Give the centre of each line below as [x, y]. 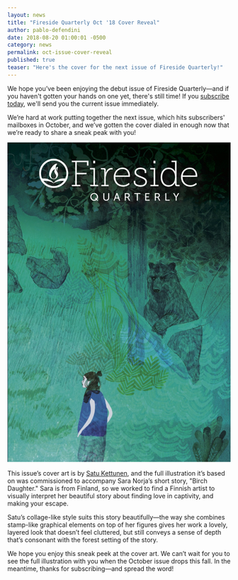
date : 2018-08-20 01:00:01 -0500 [57, 38]
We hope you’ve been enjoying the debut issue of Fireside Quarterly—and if [118, 88]
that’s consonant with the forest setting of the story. [83, 540]
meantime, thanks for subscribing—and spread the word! [91, 569]
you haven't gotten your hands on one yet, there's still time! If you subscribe [118, 96]
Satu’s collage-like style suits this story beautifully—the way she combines [116, 517]
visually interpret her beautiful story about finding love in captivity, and [110, 496]
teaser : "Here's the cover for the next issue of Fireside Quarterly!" [115, 67]
